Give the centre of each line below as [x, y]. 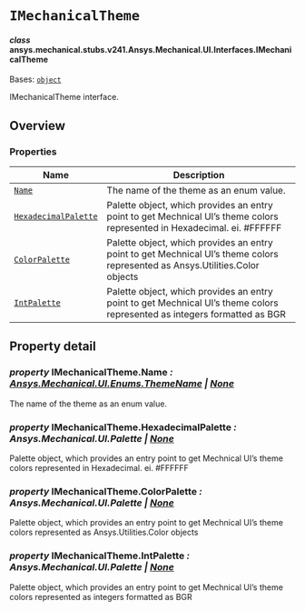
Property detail [53, 347]
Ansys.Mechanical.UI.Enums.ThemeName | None [122, 384]
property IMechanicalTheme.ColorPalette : [106, 491]
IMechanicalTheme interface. [64, 97]
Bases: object [35, 79]
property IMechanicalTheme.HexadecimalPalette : [123, 427]
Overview [38, 125]
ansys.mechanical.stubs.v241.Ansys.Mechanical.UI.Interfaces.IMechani [151, 49]
